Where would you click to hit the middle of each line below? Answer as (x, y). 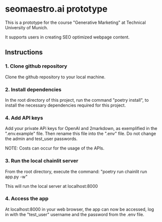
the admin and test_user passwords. (41, 139)
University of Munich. (27, 27)
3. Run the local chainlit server (42, 161)
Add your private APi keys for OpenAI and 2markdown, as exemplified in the (81, 129)
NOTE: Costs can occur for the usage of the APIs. (55, 148)
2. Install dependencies (33, 90)
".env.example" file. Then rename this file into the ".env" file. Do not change (81, 134)
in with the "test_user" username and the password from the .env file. (75, 214)
